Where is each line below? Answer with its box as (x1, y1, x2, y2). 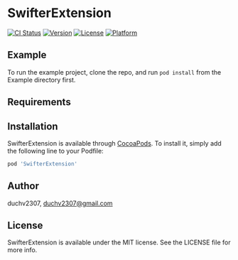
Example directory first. (7, 75, 76, 84)
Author (7, 180, 39, 193)
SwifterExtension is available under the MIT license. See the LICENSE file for (7, 238, 231, 247)
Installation (7, 120, 58, 132)
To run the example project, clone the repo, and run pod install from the (7, 67, 222, 76)
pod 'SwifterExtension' (7, 160, 78, 168)
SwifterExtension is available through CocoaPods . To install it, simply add (7, 139, 222, 147)
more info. (7, 246, 38, 254)
